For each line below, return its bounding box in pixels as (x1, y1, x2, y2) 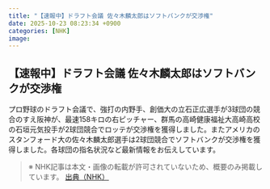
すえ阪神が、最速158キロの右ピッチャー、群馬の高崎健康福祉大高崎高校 (22, 115, 261, 124)
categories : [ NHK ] (8, 27, 70, 35)
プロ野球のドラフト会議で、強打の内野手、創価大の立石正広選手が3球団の (8, 104, 254, 114)
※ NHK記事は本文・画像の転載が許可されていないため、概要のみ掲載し (27, 162, 263, 172)
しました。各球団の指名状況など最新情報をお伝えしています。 (15, 145, 221, 154)
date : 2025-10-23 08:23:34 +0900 (8, 19, 121, 27)
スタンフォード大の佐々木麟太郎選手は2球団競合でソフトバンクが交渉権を (8, 135, 254, 145)
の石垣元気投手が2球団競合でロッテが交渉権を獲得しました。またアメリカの (8, 124, 260, 134)
